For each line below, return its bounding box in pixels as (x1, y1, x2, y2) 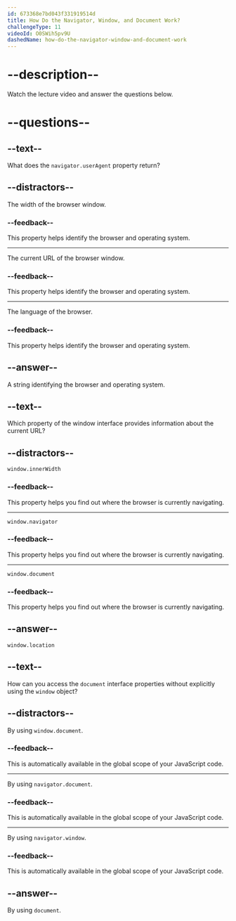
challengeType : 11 (7, 23, 61, 30)
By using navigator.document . (7, 780, 93, 788)
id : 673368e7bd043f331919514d (7, 10, 96, 18)
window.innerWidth (7, 465, 61, 473)
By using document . (7, 906, 62, 915)
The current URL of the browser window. (7, 254, 125, 262)
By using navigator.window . (7, 834, 86, 842)
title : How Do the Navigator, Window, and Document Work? (7, 17, 181, 24)
